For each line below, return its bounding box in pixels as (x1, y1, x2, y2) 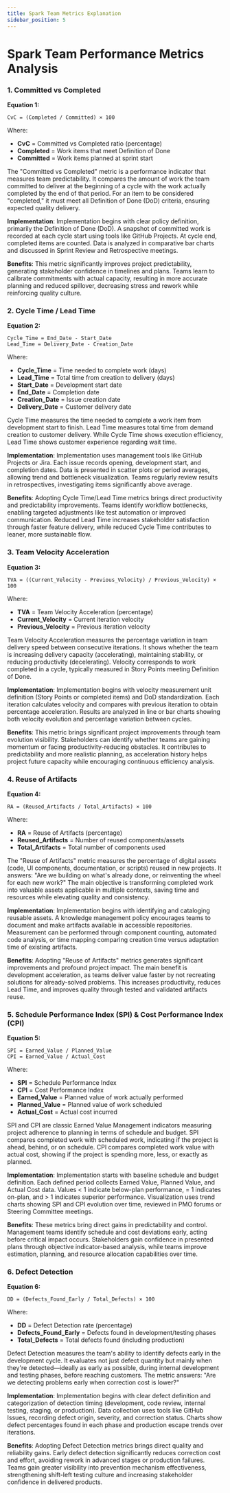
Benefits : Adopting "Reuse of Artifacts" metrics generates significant (7, 956, 203, 964)
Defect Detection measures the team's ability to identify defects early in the (7, 1349, 221, 1358)
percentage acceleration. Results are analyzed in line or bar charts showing (7, 707, 221, 715)
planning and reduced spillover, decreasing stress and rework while (7, 281, 198, 289)
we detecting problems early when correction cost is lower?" (7, 1378, 180, 1387)
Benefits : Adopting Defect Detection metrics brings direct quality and (7, 1441, 204, 1450)
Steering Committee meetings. (7, 1207, 94, 1216)
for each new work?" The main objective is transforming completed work (7, 878, 214, 886)
